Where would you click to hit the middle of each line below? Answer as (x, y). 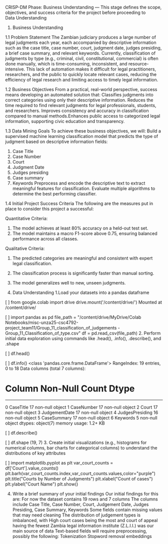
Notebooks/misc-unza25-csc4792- (42, 322)
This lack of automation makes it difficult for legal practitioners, (91, 69)
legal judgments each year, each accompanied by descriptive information (81, 42)
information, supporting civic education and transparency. (65, 121)
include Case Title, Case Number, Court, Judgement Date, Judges (80, 504)
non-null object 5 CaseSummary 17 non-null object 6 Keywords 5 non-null (81, 417)
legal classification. (32, 263)
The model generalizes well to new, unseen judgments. (69, 283)
